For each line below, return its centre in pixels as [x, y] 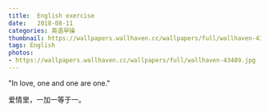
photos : [21, 53]
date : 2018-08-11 [41, 23]
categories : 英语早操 [42, 30]
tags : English [32, 46]
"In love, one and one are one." [59, 83]
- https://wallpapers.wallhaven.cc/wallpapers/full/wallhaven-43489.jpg [132, 61]
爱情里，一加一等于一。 [47, 99]
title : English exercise [51, 16]
